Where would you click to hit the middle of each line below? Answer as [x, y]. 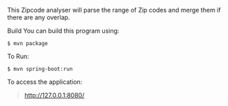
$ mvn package [28, 44]
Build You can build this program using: [63, 31]
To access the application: [45, 82]
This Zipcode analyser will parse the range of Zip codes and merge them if [114, 10]
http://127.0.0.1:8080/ [54, 95]
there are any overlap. [39, 17]
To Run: [18, 56]
